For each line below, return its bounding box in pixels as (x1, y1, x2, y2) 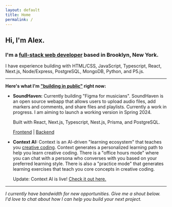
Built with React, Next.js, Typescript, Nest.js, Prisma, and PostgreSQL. (12, 119, 160, 125)
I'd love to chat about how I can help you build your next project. (5, 196, 142, 202)
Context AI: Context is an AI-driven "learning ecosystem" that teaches (12, 139, 162, 145)
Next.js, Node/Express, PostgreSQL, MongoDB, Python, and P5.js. (5, 68, 144, 75)
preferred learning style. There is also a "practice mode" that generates (12, 160, 164, 167)
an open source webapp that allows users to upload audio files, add (12, 98, 156, 105)
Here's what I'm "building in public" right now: (5, 83, 106, 89)
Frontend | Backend (12, 129, 55, 135)
